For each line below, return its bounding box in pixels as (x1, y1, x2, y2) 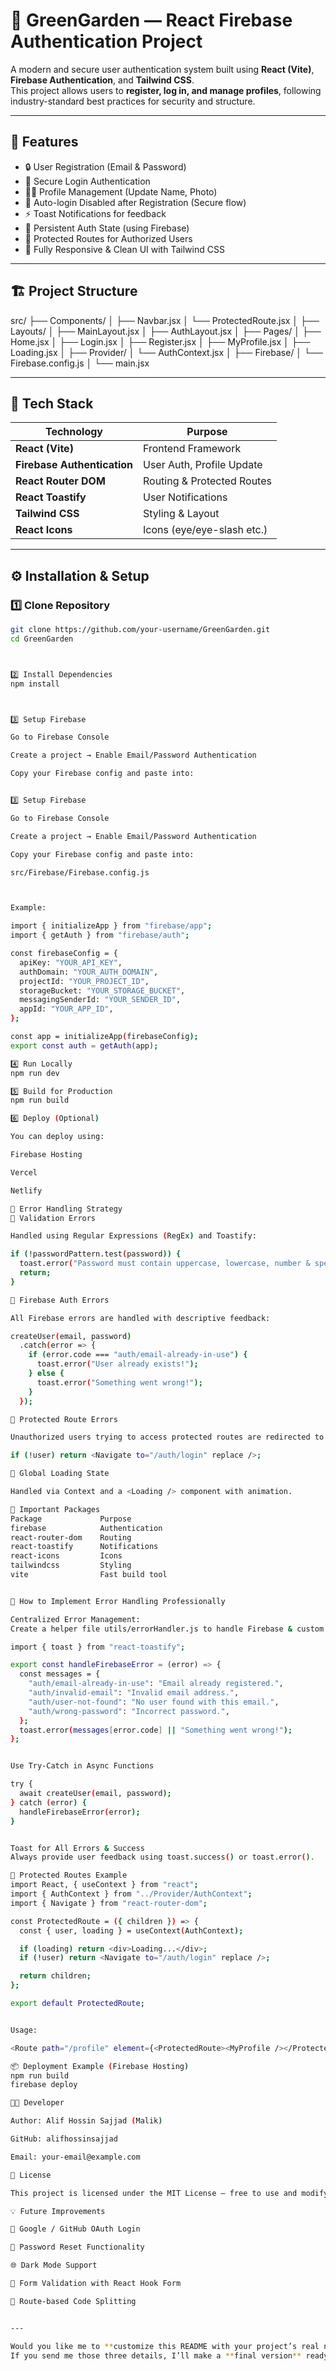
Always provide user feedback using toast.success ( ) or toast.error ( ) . (10, 1852, 315, 1863)
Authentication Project (10, 30, 203, 53)
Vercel (10, 1167, 38, 1178)
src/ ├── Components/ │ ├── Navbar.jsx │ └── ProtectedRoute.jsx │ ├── (10, 314, 320, 326)
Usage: (10, 2025, 38, 2035)
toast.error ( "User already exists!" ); (36, 1359, 199, 1369)
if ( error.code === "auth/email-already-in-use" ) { (28, 1350, 248, 1360)
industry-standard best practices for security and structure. (10, 95, 256, 107)
